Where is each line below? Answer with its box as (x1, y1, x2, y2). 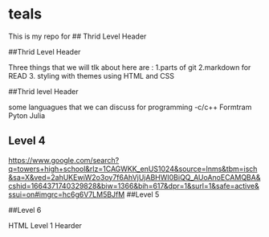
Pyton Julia (8, 110, 46, 121)
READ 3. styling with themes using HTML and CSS (8, 71, 175, 80)
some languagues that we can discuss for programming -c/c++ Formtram (8, 102, 252, 112)
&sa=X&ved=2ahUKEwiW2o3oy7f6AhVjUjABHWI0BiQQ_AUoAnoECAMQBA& (8, 172, 261, 182)
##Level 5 (126, 190, 160, 199)
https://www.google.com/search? (8, 155, 120, 165)
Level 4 (8, 134, 46, 148)
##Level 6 (8, 205, 42, 215)
